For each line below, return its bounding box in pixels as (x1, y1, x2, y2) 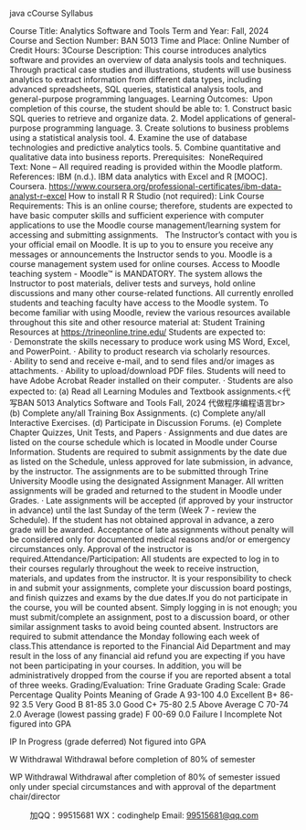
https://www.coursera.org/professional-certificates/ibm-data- (48, 181, 282, 191)
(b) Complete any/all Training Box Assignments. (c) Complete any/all (9, 408, 267, 419)
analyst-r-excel (9, 191, 67, 201)
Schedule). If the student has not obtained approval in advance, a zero (9, 515, 275, 525)
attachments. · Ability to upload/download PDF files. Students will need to (9, 366, 286, 376)
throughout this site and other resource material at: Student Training (9, 317, 265, 327)
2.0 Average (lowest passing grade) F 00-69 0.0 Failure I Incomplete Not (9, 708, 283, 719)
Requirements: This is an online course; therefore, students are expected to (9, 200, 293, 211)
